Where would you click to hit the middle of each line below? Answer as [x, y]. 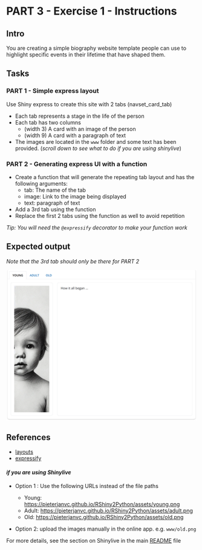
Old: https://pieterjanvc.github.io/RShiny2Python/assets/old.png [104, 517]
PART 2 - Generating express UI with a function [77, 164]
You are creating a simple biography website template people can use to [96, 48]
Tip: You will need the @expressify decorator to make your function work [97, 227]
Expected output [38, 247]
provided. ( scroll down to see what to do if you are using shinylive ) [98, 148]
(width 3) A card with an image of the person [80, 129]
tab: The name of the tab [55, 190]
